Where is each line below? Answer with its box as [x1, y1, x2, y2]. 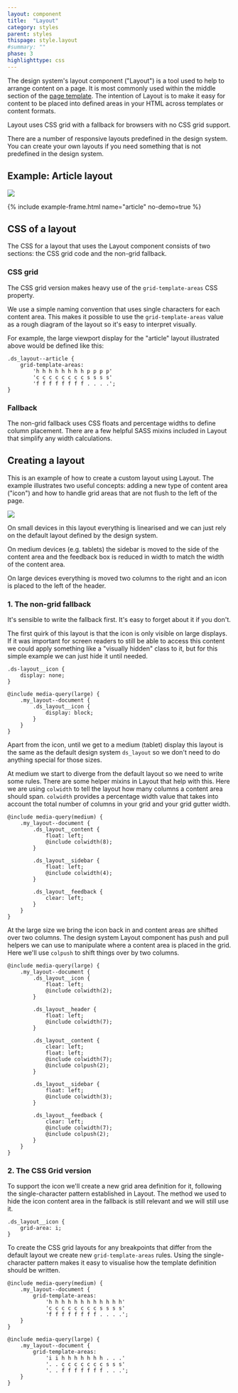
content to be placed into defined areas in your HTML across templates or [7, 99, 224, 108]
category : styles [7, 24, 59, 31]
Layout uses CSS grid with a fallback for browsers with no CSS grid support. [7, 120, 231, 129]
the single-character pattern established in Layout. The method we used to [7, 1189, 227, 1198]
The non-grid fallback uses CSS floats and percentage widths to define [7, 418, 216, 428]
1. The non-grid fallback [7, 599, 91, 609]
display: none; [20, 672, 65, 679]
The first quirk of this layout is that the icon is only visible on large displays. [7, 629, 227, 638]
